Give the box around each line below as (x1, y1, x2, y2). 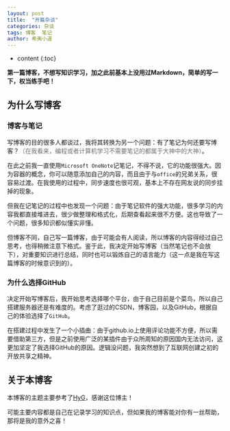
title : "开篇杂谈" (7, 16, 59, 23)
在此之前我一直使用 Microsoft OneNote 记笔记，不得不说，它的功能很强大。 (7, 161, 216, 169)
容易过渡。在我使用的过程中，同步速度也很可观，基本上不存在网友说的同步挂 (7, 178, 223, 186)
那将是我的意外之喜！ (7, 416, 67, 425)
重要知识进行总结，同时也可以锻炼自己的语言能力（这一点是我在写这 (27, 250, 220, 258)
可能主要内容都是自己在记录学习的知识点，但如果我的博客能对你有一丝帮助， (7, 408, 223, 416)
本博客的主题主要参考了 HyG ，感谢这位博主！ (7, 393, 133, 402)
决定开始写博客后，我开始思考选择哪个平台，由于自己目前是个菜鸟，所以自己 (7, 295, 223, 303)
